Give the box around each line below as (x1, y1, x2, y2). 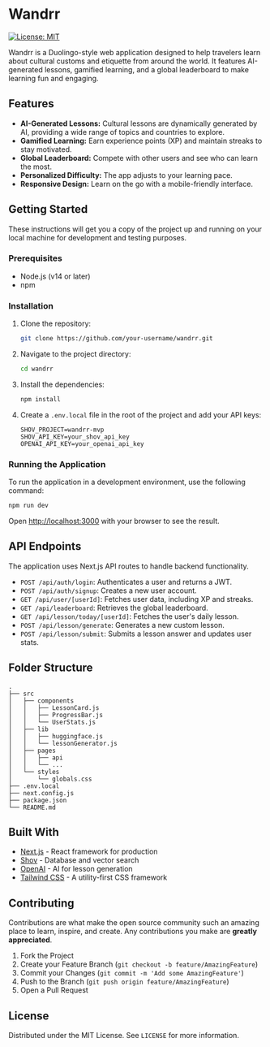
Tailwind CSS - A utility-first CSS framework (19, 872, 168, 882)
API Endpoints (8, 539, 82, 553)
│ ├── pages (8, 746, 57, 755)
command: (8, 486, 45, 495)
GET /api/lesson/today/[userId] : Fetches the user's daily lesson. (19, 611, 239, 621)
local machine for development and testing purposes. (8, 232, 187, 242)
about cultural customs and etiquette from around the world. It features (8, 56, 246, 66)
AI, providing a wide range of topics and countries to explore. (19, 127, 225, 136)
